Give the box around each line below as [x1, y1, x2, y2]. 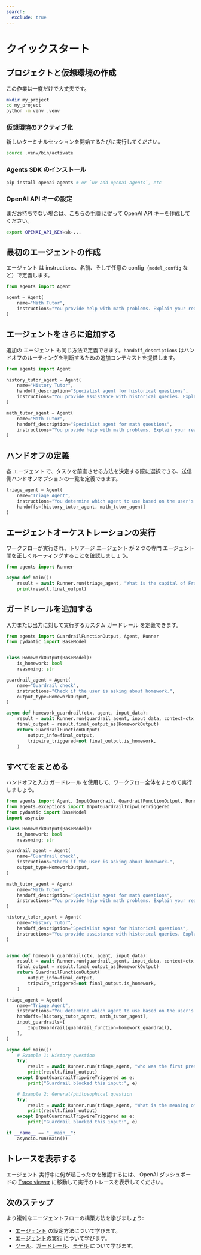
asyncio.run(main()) [17, 1136, 68, 1142]
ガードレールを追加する [6, 604, 93, 614]
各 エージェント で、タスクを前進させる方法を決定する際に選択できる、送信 [6, 468, 193, 475]
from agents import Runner [6, 564, 74, 570]
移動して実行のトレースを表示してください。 [56, 1178, 166, 1185]
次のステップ [6, 1197, 54, 1208]
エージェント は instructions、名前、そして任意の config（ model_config [6, 264, 182, 271]
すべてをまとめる [6, 761, 69, 772]
